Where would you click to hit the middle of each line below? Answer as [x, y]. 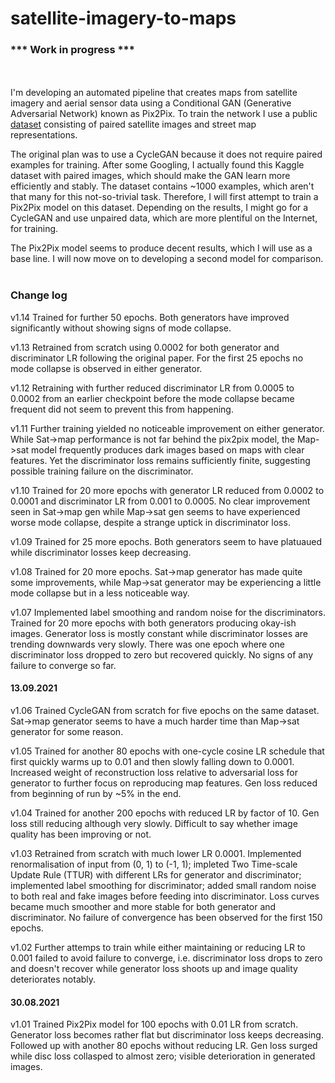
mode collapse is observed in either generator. [106, 368]
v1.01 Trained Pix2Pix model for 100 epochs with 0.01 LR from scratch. [154, 1024]
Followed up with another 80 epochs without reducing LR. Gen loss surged [164, 1046]
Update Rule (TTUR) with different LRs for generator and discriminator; [156, 874]
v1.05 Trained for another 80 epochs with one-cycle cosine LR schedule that [167, 751]
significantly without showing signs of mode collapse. [121, 328]
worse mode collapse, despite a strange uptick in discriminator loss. [150, 522]
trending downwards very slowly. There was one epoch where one [147, 644]
